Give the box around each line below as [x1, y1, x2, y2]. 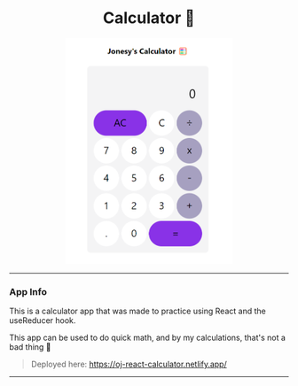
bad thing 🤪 [9, 342, 51, 352]
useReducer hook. [9, 315, 76, 326]
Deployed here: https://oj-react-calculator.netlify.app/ [30, 359, 228, 370]
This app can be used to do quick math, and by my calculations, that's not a [9, 332, 286, 344]
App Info [9, 285, 47, 297]
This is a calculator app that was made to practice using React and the [9, 305, 266, 317]
